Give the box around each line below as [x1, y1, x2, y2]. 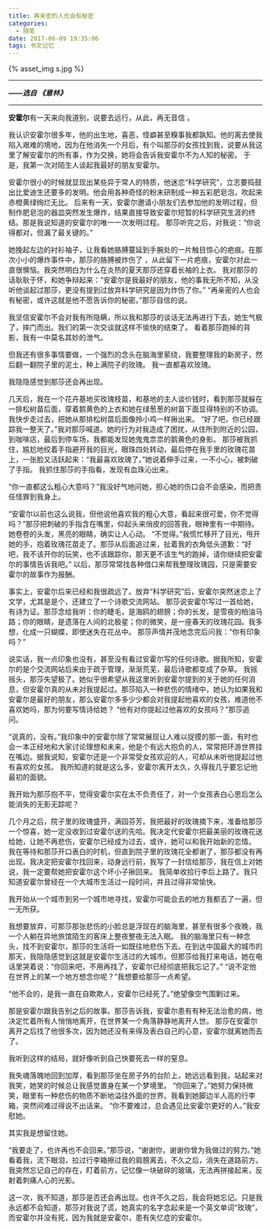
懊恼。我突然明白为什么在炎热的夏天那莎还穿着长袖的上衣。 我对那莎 [22, 265, 251, 275]
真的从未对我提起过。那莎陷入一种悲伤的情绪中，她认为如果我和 [50, 685, 263, 694]
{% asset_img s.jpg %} [8, 64, 85, 73]
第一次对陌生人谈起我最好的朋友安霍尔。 [29, 161, 164, 170]
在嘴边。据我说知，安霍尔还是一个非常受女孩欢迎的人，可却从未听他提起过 [8, 752, 256, 762]
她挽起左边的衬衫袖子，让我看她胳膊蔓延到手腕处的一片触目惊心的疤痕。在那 [8, 245, 263, 255]
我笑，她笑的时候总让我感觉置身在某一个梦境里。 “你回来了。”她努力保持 [8, 1081, 247, 1090]
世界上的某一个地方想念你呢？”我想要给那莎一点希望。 [15, 972, 196, 982]
